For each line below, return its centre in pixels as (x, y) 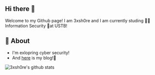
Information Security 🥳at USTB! (36, 26)
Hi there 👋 (20, 9)
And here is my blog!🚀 (34, 58)
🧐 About (17, 41)
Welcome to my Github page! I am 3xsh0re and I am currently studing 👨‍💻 (78, 20)
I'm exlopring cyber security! (41, 52)
